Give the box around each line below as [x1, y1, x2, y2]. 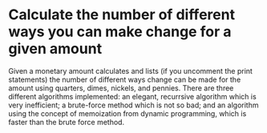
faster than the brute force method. [8, 117, 125, 127]
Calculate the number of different [8, 6, 235, 24]
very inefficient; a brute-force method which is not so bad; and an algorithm [8, 100, 259, 110]
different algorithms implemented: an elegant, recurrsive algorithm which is [8, 91, 257, 101]
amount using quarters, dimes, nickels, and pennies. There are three [8, 83, 234, 93]
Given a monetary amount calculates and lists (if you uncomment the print [8, 66, 253, 75]
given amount [8, 40, 103, 58]
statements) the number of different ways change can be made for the [8, 75, 241, 84]
